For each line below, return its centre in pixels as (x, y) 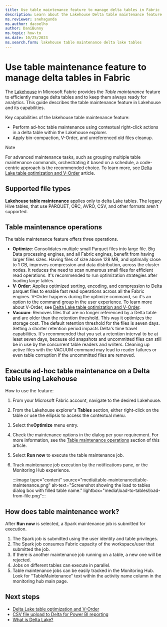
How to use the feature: (29, 391)
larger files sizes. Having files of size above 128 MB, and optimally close (86, 259)
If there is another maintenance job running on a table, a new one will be (87, 554)
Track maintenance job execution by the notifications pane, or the (80, 465)
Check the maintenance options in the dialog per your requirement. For (85, 435)
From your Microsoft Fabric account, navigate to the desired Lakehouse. (87, 400)
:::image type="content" (37, 480)
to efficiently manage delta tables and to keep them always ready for (76, 97)
